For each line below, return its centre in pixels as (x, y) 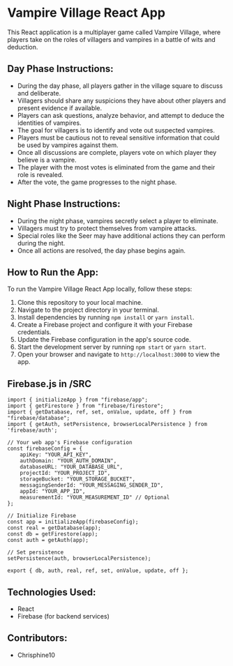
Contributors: (37, 638)
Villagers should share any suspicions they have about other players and (121, 100)
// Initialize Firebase (42, 516)
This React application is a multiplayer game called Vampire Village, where (114, 32)
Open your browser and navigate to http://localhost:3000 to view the (119, 354)
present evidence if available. (60, 108)
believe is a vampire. (47, 160)
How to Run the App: (53, 272)
